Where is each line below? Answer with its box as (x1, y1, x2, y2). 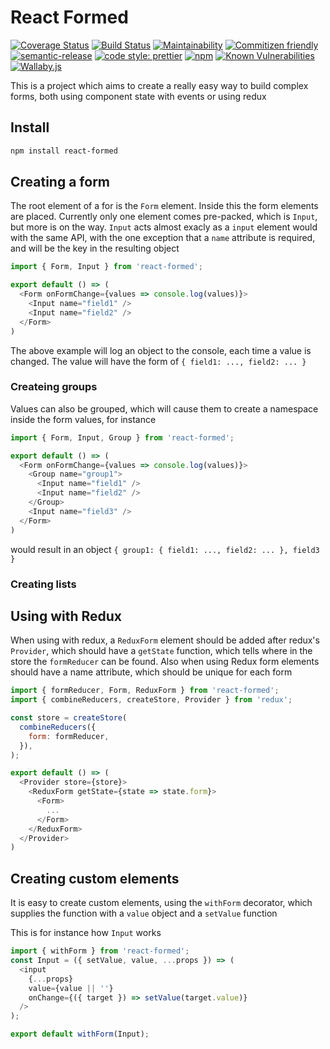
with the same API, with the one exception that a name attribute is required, (10, 232, 316, 244)
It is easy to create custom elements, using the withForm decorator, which (10, 897, 313, 909)
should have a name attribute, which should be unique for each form (10, 666, 293, 678)
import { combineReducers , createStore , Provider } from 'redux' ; (10, 695, 293, 705)
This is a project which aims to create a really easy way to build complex (10, 79, 309, 91)
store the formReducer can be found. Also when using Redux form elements (10, 656, 320, 668)
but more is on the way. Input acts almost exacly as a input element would (10, 221, 318, 233)
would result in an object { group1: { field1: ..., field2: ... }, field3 (10, 543, 320, 555)
